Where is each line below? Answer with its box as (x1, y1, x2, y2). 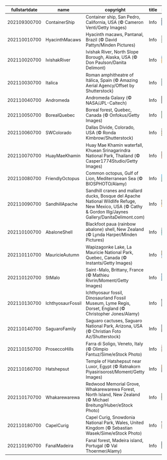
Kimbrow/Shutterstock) (85, 135, 134, 141)
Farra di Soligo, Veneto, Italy (85, 340, 143, 347)
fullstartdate (11, 6, 38, 12)
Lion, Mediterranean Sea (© (85, 175, 143, 181)
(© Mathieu (85, 272, 109, 278)
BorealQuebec (45, 112, 75, 118)
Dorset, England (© (85, 305, 126, 311)
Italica (45, 80, 58, 85)
